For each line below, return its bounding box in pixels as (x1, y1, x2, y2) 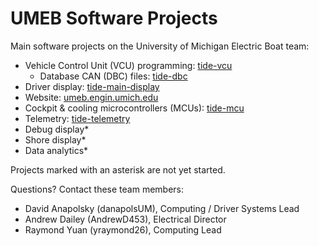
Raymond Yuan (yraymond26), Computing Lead (24, 223, 222, 236)
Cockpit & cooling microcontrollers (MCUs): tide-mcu (24, 102, 245, 114)
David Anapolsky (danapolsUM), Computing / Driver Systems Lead (24, 202, 300, 214)
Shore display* (24, 133, 87, 146)
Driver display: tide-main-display (24, 80, 160, 92)
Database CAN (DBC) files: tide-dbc (39, 70, 188, 82)
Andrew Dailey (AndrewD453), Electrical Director (24, 213, 227, 225)
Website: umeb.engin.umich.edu (24, 91, 159, 103)
